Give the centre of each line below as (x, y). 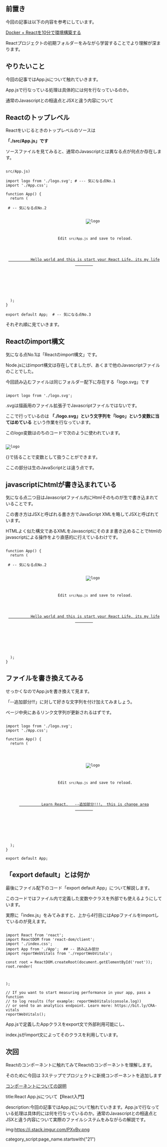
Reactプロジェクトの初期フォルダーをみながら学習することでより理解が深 (81, 43)
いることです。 (21, 504)
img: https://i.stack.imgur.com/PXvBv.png (48, 1129)
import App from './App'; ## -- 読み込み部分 (52, 949)
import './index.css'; (29, 944)
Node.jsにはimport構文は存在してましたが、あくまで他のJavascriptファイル (83, 365)
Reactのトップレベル (38, 118)
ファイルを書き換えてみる (45, 678)
